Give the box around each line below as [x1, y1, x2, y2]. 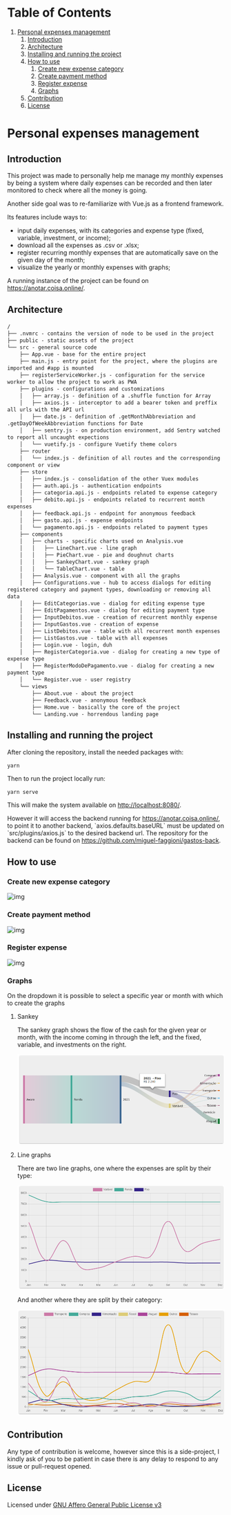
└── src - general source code [7, 344, 97, 351]
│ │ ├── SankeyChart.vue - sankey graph [19, 559, 150, 565]
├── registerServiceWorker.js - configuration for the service [19, 372, 205, 379]
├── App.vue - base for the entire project [19, 351, 147, 358]
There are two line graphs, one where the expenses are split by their [17, 1164, 212, 1172]
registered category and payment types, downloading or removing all [7, 586, 212, 593]
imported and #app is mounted [7, 365, 94, 372]
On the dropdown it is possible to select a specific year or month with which [7, 992, 223, 1000]
